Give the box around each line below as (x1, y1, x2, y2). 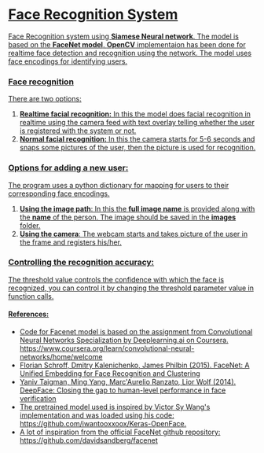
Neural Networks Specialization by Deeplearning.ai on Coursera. (19, 336, 229, 345)
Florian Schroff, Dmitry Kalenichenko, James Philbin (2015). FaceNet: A (19, 360, 250, 370)
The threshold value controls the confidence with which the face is (8, 274, 225, 284)
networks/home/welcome (19, 352, 103, 362)
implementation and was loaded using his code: (19, 411, 174, 420)
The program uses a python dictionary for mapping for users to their (8, 180, 229, 190)
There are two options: (8, 94, 82, 104)
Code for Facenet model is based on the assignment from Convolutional (19, 327, 253, 337)
